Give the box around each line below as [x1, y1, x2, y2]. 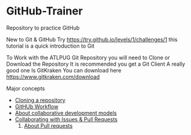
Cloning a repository [14, 96, 66, 104]
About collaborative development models [14, 109, 117, 116]
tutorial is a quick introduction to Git [6, 42, 95, 49]
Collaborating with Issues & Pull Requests [14, 116, 118, 123]
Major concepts [6, 84, 45, 92]
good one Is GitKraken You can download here [6, 66, 122, 74]
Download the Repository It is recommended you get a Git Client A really [6, 60, 186, 67]
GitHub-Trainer [6, 4, 83, 18]
